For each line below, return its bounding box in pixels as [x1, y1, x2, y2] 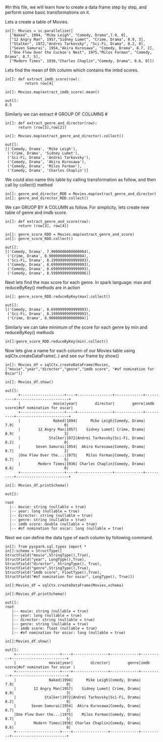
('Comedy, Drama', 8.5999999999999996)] [7, 271, 91, 276]
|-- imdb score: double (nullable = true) [9, 522, 97, 526]
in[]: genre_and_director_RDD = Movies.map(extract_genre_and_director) [5, 191, 157, 196]
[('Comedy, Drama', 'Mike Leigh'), [5, 147, 78, 152]
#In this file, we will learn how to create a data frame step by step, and [5, 4, 147, 10]
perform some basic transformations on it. [5, 9, 91, 15]
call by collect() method [5, 182, 53, 187]
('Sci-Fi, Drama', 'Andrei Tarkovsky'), [7, 155, 91, 160]
